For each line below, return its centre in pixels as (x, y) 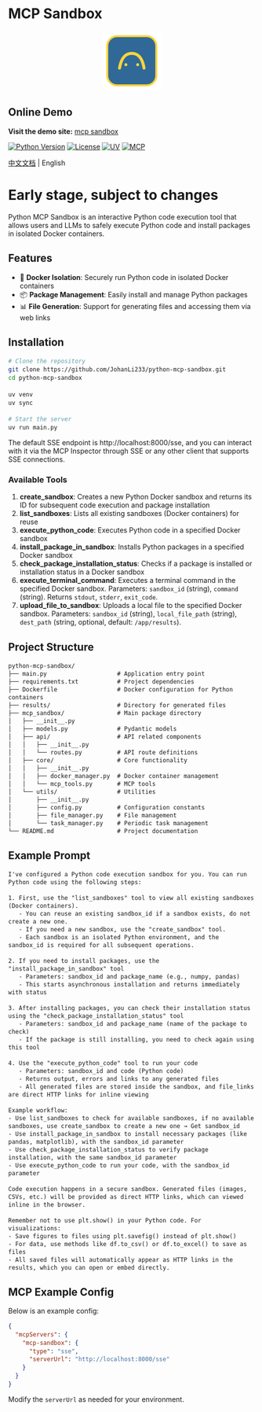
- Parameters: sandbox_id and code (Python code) (101, 1071)
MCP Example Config (61, 1292)
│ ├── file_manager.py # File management (93, 816)
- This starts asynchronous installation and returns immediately (129, 985)
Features (30, 258)
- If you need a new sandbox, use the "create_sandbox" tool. (122, 930)
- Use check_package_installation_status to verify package (109, 1150)
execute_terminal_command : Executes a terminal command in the (127, 581)
